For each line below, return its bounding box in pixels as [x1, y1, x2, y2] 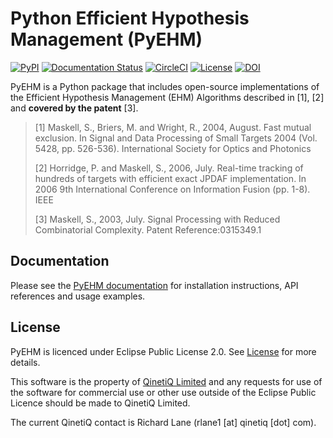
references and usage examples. [10, 290, 146, 302]
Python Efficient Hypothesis [10, 7, 250, 30]
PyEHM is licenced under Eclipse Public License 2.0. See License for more [10, 345, 317, 357]
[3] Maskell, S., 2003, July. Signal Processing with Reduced [34, 213, 281, 225]
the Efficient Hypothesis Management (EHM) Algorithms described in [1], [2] [10, 91, 325, 103]
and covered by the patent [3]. [10, 102, 139, 114]
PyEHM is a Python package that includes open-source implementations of [10, 80, 320, 92]
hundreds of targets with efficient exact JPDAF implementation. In [34, 172, 307, 184]
